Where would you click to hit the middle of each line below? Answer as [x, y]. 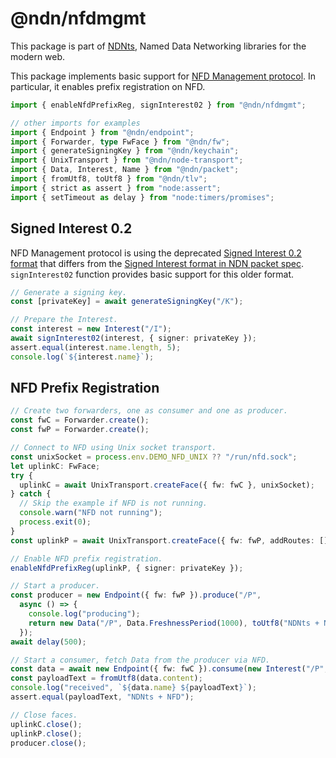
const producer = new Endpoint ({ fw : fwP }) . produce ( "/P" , [136, 595]
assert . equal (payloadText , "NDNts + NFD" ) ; [102, 697]
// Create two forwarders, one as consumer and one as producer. [149, 411]
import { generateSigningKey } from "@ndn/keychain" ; [125, 151]
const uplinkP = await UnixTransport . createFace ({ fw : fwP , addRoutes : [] [169, 540]
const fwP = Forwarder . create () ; [80, 430]
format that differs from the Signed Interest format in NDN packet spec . [157, 263]
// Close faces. [44, 715]
